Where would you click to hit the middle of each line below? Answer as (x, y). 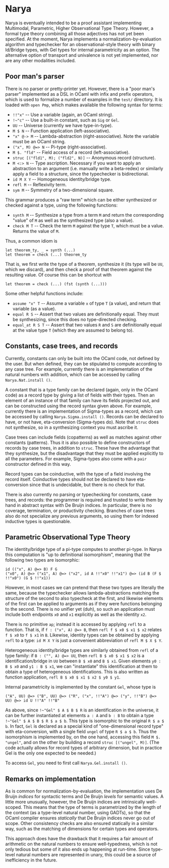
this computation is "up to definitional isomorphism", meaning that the (78, 555)
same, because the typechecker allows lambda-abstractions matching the (82, 593)
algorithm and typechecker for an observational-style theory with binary (80, 44)
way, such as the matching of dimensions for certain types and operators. (82, 829)
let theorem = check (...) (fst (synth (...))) (56, 284)
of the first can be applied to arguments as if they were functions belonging (84, 604)
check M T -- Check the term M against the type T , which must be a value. (88, 225)
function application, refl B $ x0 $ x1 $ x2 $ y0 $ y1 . (63, 677)
